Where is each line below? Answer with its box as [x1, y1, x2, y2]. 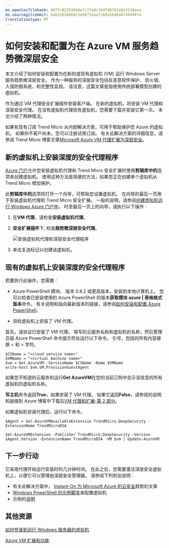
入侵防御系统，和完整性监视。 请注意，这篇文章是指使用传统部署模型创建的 [5, 83, 162, 89]
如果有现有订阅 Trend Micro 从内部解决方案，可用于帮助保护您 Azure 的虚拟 [5, 124, 163, 130]
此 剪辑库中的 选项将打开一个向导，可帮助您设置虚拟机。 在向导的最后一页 [5, 191, 157, 197]
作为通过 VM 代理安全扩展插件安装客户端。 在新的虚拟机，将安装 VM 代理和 [5, 100, 163, 107]
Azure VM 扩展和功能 [5, 537, 50, 543]
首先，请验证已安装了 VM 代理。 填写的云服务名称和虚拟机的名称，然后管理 [5, 328, 163, 335]
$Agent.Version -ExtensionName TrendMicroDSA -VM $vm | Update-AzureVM [5, 436, 159, 441]
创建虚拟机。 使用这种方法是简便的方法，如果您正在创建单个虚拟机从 [14, 174, 157, 180]
